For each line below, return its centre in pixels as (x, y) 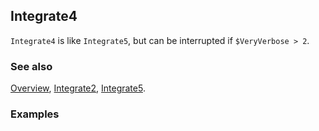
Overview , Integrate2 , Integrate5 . (78, 88)
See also (31, 66)
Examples (35, 114)
